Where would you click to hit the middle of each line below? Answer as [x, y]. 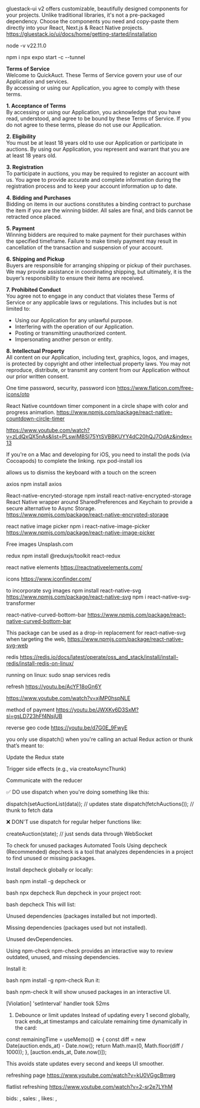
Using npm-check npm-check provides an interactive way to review [90, 951]
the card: [26, 1028]
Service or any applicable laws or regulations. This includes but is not [92, 302]
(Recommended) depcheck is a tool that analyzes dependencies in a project [100, 852]
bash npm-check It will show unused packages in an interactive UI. [89, 992]
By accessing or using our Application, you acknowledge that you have [93, 112]
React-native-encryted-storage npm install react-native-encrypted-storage [99, 495]
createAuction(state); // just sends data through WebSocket [79, 834]
